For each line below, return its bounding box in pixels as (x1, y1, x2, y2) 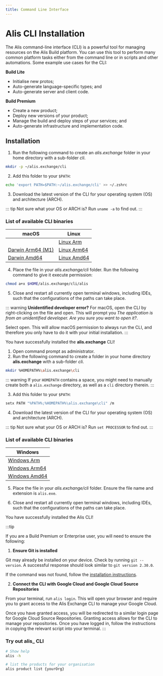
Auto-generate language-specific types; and (12, 83, 102, 89)
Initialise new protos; (12, 78, 54, 84)
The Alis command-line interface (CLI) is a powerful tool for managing (5, 44, 146, 50)
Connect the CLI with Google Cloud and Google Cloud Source (12, 581, 139, 587)
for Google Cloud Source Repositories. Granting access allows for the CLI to (5, 615, 158, 621)
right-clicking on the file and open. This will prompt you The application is (5, 310, 153, 316)
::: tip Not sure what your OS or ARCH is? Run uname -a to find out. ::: (5, 206, 143, 212)
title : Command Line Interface (5, 7, 69, 12)
